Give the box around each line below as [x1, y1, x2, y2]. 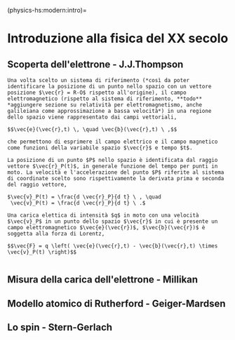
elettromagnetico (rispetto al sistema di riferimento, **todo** [7, 95, 202, 102]
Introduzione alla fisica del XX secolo [7, 31, 229, 46]
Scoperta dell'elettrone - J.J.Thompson [7, 58, 184, 70]
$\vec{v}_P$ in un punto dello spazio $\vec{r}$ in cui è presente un [7, 218, 218, 225]
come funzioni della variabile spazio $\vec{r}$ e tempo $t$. [7, 144, 193, 151]
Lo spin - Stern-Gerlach [7, 322, 113, 334]
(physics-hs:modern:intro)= [7, 6, 88, 14]
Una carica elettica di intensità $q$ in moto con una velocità [7, 212, 199, 219]
